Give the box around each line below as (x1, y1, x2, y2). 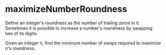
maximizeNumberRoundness (5, 3, 127, 15)
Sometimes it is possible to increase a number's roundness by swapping (5, 25, 153, 31)
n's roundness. (5, 45, 36, 51)
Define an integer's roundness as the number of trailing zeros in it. (5, 20, 140, 26)
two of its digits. (5, 30, 38, 36)
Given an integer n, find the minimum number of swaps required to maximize (5, 40, 162, 46)
